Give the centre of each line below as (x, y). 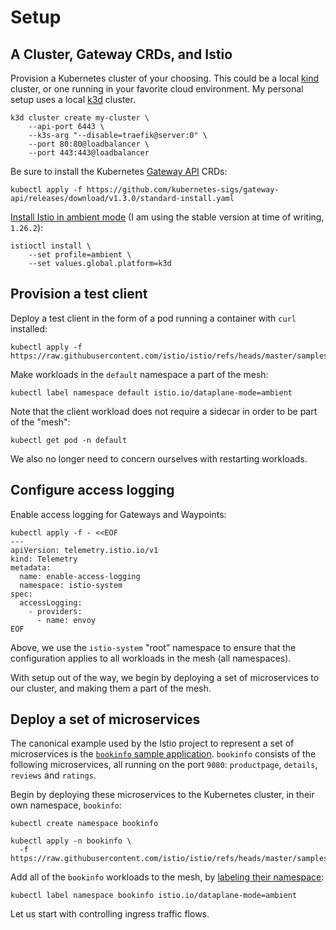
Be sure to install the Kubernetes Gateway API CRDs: (119, 171)
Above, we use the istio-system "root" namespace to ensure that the (153, 647)
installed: (29, 328)
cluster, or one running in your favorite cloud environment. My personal (157, 89)
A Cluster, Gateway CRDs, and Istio (121, 54)
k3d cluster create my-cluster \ (80, 118)
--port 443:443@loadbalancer (89, 153)
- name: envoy (66, 620)
